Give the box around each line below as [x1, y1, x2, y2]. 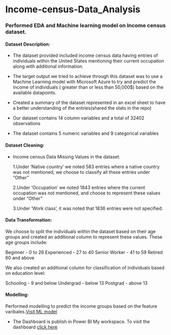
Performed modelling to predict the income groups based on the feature [5, 303, 158, 309]
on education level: [5, 270, 46, 276]
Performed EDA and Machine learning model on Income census [5, 22, 166, 29]
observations [12, 121, 41, 127]
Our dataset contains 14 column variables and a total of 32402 [12, 115, 145, 121]
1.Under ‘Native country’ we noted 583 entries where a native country [12, 163, 160, 170]
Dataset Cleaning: [5, 142, 45, 148]
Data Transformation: [5, 217, 52, 223]
